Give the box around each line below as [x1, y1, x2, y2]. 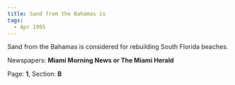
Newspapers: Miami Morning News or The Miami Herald [7, 56, 175, 65]
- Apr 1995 [13, 23, 46, 30]
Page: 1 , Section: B [7, 70, 62, 78]
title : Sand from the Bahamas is [7, 10, 106, 18]
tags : [7, 17, 23, 24]
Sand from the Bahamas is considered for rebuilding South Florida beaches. [7, 43, 229, 51]
